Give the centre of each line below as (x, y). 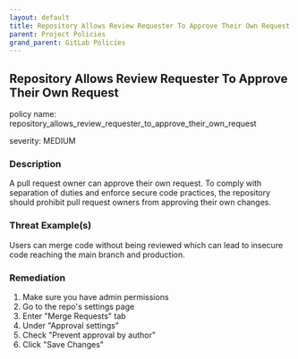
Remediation (37, 278)
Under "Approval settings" (70, 325)
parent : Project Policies (57, 34)
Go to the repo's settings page (78, 306)
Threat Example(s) (51, 226)
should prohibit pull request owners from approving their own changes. (140, 203)
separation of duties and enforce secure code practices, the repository (140, 193)
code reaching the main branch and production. (97, 255)
